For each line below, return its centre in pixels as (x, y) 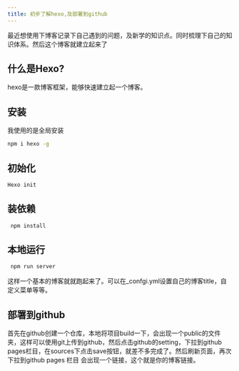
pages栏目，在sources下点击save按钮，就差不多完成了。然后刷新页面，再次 (119, 351)
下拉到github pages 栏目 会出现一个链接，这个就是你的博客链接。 (103, 360)
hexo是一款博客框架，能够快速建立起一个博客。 (77, 87)
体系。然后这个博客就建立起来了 (60, 44)
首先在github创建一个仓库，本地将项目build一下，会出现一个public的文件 (114, 333)
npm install (28, 225)
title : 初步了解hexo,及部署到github (57, 14)
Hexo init (22, 185)
